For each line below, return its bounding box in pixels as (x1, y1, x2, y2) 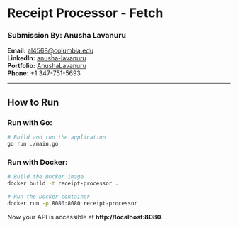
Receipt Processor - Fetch (7, 5, 164, 21)
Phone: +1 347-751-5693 (7, 69, 81, 77)
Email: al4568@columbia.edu (7, 46, 94, 55)
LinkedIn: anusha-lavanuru (7, 54, 86, 63)
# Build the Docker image (7, 173, 84, 180)
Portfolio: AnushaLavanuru (7, 62, 86, 70)
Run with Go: (7, 117, 53, 127)
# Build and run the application (7, 134, 106, 141)
